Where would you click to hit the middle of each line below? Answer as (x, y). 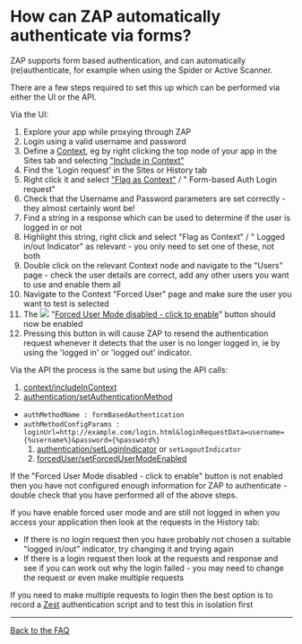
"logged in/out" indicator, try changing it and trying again (128, 549)
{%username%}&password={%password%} (91, 440)
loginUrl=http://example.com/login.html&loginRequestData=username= (154, 432)
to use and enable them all (72, 284)
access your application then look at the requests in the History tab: (135, 522)
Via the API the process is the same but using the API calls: (119, 369)
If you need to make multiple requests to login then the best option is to (142, 595)
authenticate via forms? (101, 35)
